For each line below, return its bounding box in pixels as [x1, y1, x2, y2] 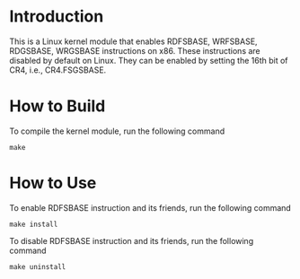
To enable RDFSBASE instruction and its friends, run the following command [9, 202, 292, 213]
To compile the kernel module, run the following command [9, 126, 225, 136]
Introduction [9, 6, 104, 27]
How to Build [9, 96, 106, 117]
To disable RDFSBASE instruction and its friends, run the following [9, 235, 254, 246]
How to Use [9, 173, 97, 194]
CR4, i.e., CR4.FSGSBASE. [9, 65, 107, 75]
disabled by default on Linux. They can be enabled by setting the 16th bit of [9, 55, 288, 65]
